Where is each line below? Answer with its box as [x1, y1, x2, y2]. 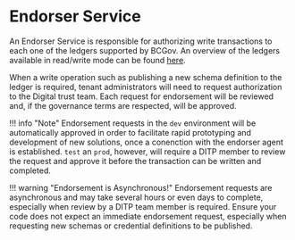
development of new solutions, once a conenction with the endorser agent [9, 137, 284, 147]
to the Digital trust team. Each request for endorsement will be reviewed [9, 91, 274, 102]
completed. [9, 165, 51, 176]
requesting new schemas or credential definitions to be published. [9, 220, 253, 231]
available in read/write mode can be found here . [9, 54, 186, 65]
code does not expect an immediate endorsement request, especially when [9, 211, 287, 221]
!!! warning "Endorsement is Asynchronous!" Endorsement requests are [9, 182, 273, 193]
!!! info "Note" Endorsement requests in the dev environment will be [9, 118, 257, 128]
